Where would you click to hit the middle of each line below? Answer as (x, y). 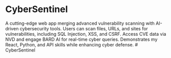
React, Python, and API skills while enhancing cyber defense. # (72, 44)
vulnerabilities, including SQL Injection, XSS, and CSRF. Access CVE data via (86, 34)
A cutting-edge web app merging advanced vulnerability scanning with (80, 23)
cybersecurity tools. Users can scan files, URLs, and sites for (84, 28)
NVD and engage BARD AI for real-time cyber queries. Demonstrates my (81, 39)
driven (12, 28)
